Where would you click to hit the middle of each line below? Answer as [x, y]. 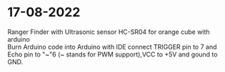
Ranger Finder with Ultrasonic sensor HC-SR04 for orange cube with [109, 32]
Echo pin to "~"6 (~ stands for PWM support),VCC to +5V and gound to [112, 54]
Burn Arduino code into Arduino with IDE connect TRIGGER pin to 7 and [112, 47]
